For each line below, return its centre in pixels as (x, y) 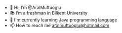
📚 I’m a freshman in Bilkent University (49, 13)
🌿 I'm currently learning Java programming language (63, 20)
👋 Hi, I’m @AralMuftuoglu (35, 8)
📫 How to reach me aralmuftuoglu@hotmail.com (60, 25)
